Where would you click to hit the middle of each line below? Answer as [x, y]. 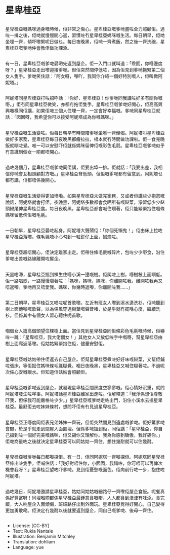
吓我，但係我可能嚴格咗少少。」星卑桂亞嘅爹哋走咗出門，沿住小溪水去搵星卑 [84, 400]
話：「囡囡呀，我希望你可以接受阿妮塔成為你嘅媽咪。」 [61, 117]
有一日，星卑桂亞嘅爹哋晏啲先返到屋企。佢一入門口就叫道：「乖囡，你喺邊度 [84, 63]
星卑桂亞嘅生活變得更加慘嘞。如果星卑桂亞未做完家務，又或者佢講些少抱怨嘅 [85, 196]
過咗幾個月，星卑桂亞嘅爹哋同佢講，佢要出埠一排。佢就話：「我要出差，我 [82, 167]
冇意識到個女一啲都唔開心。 [34, 152]
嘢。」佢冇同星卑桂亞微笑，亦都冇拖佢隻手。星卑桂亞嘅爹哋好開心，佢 [77, 104]
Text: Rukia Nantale [33, 531]
